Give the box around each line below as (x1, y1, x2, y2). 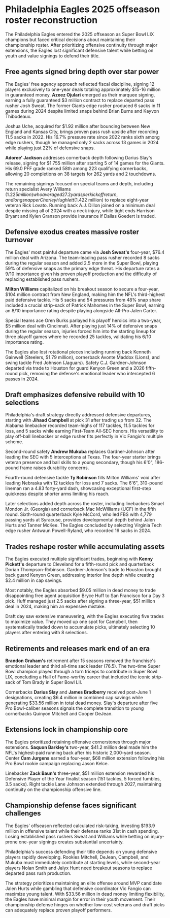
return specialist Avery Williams (5, 186, 71, 192)
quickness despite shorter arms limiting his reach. (5, 491, 110, 497)
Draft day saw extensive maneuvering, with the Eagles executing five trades (5, 613, 164, 619)
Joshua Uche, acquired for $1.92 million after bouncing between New (5, 123, 151, 129)
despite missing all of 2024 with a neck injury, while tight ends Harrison (5, 207, 155, 214)
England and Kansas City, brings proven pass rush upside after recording (5, 128, 158, 135)
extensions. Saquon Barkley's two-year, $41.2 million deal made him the (5, 744, 157, 750)
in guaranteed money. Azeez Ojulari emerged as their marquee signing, (5, 91, 155, 97)
